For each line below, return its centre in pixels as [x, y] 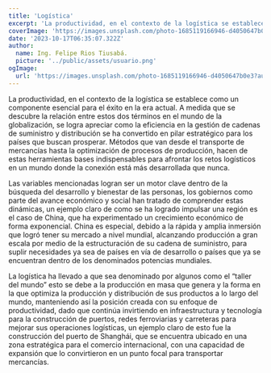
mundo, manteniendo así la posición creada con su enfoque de [113, 302]
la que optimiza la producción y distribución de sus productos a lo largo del [133, 293]
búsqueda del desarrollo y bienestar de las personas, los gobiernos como [131, 191]
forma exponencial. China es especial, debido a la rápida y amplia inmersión [135, 226]
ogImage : [23, 69]
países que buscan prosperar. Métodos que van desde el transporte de [127, 141]
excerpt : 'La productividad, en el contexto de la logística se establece [137, 23]
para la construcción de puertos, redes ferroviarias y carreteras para [122, 319]
